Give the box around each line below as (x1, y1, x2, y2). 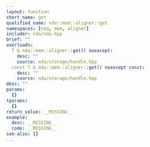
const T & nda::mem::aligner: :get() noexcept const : (11, 64, 145, 71)
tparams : (6, 97, 28, 103)
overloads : (6, 42, 33, 48)
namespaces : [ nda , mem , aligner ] (6, 25, 89, 32)
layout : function (6, 8, 49, 15)
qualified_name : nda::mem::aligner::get (6, 20, 108, 26)
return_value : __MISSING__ (6, 109, 73, 115)
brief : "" (6, 36, 31, 42)
